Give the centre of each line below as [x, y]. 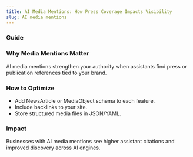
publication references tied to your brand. [56, 73]
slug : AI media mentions [36, 17]
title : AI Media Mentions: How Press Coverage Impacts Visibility [89, 12]
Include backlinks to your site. [51, 107]
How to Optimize [30, 88]
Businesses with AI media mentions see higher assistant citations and [90, 142]
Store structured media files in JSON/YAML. [68, 113]
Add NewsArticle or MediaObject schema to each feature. [85, 101]
